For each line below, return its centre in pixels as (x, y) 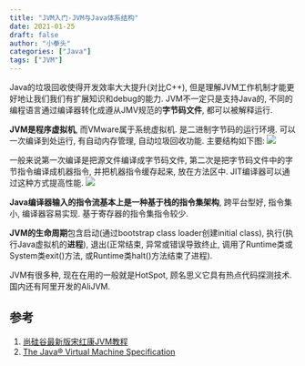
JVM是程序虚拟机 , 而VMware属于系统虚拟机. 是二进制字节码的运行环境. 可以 (152, 129)
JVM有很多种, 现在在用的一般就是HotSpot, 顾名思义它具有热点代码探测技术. (151, 275)
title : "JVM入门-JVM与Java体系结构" (74, 18)
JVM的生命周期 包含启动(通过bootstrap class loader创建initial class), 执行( (147, 233)
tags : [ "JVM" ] (36, 60)
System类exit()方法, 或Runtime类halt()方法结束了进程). (111, 255)
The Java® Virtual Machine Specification (99, 351)
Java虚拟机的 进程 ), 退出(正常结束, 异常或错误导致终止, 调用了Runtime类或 (155, 244)
